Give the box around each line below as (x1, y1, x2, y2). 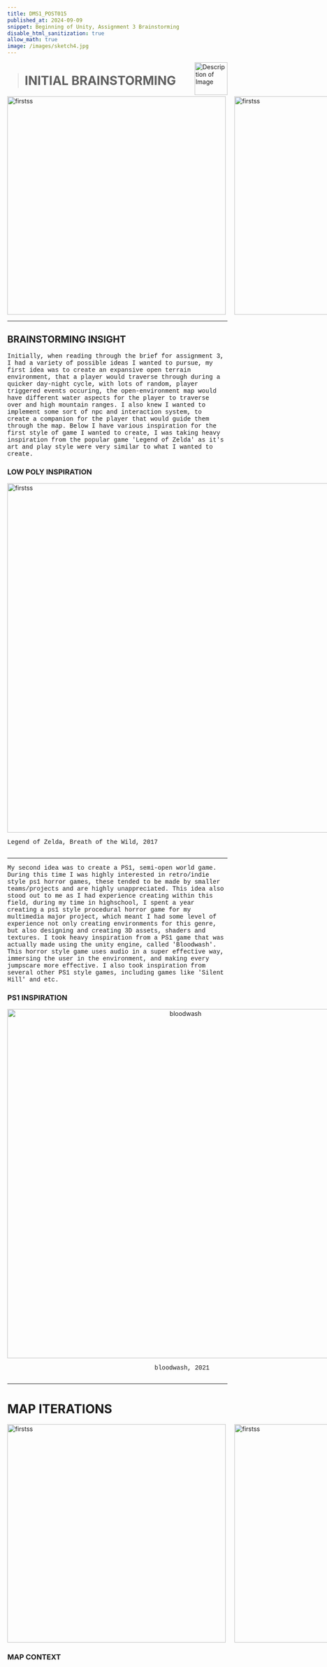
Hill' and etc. (7, 976, 59, 984)
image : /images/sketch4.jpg (7, 43, 89, 50)
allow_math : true (7, 36, 58, 43)
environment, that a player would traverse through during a (7, 373, 221, 381)
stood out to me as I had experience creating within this (7, 892, 213, 900)
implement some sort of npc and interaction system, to (7, 408, 203, 416)
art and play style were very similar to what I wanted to (7, 443, 213, 451)
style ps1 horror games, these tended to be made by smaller (7, 878, 221, 886)
